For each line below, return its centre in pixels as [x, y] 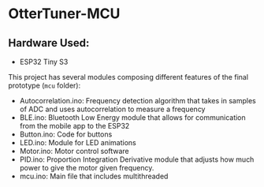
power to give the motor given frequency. [87, 168]
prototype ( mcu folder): [45, 85]
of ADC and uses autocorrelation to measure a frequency [112, 109]
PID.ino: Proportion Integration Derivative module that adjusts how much [137, 159]
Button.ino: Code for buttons [66, 134]
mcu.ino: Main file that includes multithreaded [94, 176]
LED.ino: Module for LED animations [78, 142]
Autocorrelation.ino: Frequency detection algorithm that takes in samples [138, 101]
